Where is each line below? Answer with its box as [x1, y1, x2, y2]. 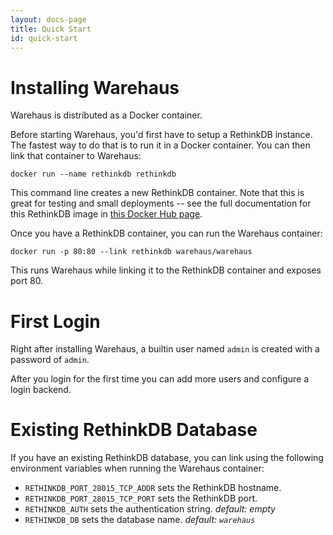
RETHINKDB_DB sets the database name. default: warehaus [24, 514, 256, 526]
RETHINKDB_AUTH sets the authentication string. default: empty [24, 503, 276, 515]
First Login [10, 310, 101, 333]
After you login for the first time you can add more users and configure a [10, 373, 310, 385]
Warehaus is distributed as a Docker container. [10, 109, 203, 121]
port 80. [10, 275, 44, 287]
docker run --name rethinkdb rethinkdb [10, 169, 177, 180]
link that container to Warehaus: [10, 150, 142, 162]
